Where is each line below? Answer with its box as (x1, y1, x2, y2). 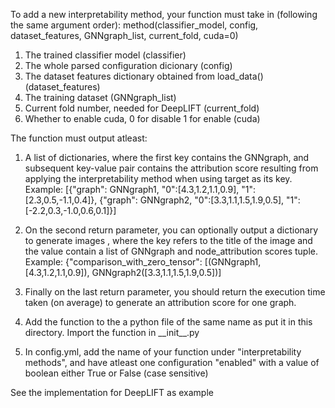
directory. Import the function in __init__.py (24, 327, 200, 338)
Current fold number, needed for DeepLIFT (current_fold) (24, 102, 260, 114)
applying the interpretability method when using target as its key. (24, 173, 293, 184)
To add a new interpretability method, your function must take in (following (10, 9, 318, 20)
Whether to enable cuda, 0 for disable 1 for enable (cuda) (24, 113, 261, 124)
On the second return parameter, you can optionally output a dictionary (24, 224, 319, 236)
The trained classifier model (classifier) (24, 49, 187, 61)
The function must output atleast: (10, 132, 148, 144)
